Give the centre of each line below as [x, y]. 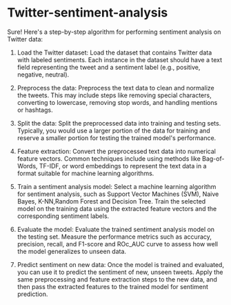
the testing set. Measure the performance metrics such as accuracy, [114, 237]
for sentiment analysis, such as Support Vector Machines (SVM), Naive [118, 194]
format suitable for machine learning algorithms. [86, 173]
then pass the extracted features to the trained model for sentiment [113, 286]
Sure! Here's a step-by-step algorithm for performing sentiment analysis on [114, 32]
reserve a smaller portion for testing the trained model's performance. [117, 138]
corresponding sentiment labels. [63, 216]
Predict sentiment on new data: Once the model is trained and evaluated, [120, 264]
